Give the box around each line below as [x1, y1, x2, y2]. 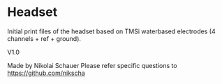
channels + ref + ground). [7, 34, 82, 42]
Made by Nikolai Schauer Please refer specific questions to [7, 61, 177, 69]
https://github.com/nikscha [7, 69, 85, 77]
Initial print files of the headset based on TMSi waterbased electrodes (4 [7, 27, 216, 35]
